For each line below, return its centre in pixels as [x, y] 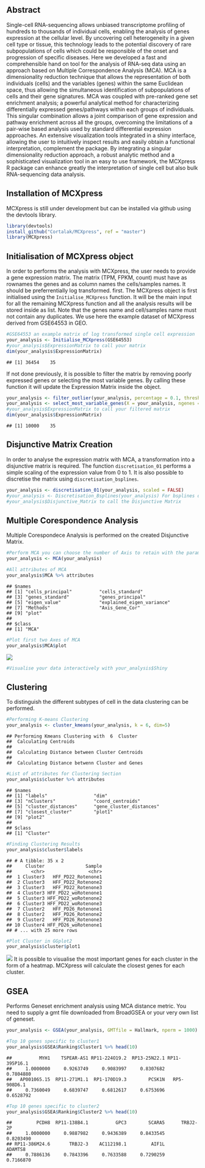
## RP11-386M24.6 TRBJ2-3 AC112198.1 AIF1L [86, 1144]
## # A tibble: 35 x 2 [35, 861]
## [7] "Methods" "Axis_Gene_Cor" [73, 608]
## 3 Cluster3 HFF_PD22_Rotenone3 [54, 887]
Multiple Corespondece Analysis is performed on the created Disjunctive [98, 535]
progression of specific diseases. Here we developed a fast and [87, 57]
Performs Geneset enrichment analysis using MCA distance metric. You [96, 1006]
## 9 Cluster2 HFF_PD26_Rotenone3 [54, 920]
